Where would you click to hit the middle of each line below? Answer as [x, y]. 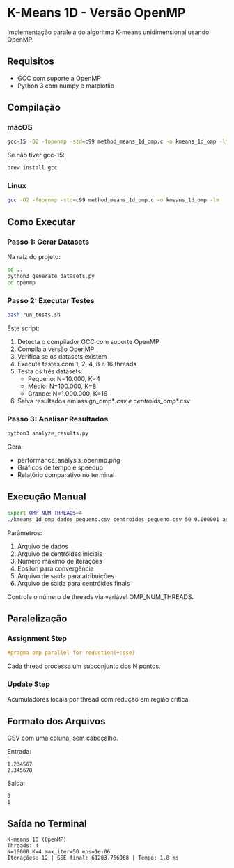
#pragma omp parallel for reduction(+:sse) [71, 653]
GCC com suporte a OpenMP [59, 78]
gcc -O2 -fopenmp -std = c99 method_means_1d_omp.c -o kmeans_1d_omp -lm [113, 200]
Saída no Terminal [47, 823]
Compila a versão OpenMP [56, 349]
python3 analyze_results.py [48, 433]
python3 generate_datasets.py [51, 276]
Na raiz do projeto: [34, 257]
